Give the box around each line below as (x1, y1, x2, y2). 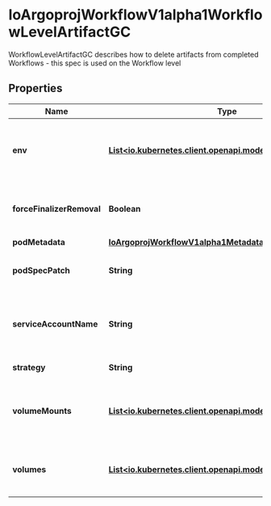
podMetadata (12, 236, 66, 247)
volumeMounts (12, 405, 72, 416)
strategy (12, 361, 46, 373)
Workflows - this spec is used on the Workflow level (8, 58, 181, 68)
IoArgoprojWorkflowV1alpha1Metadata (108, 236, 265, 247)
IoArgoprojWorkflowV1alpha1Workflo (8, 6, 263, 24)
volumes (12, 463, 47, 474)
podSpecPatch (12, 264, 71, 276)
